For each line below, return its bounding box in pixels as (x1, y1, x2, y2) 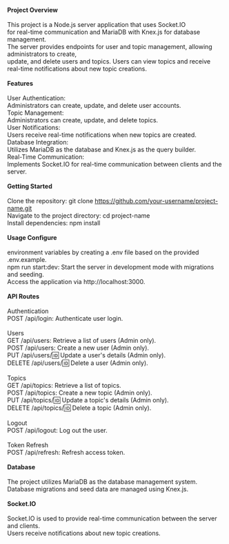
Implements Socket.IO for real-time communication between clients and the (7, 160, 222, 168)
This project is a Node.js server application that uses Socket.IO (7, 21, 186, 28)
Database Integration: (7, 138, 69, 146)
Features (7, 79, 33, 87)
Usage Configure (7, 234, 57, 241)
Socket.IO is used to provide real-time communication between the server (7, 514, 217, 523)
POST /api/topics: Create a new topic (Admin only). (7, 388, 153, 397)
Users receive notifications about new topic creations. (7, 529, 161, 537)
